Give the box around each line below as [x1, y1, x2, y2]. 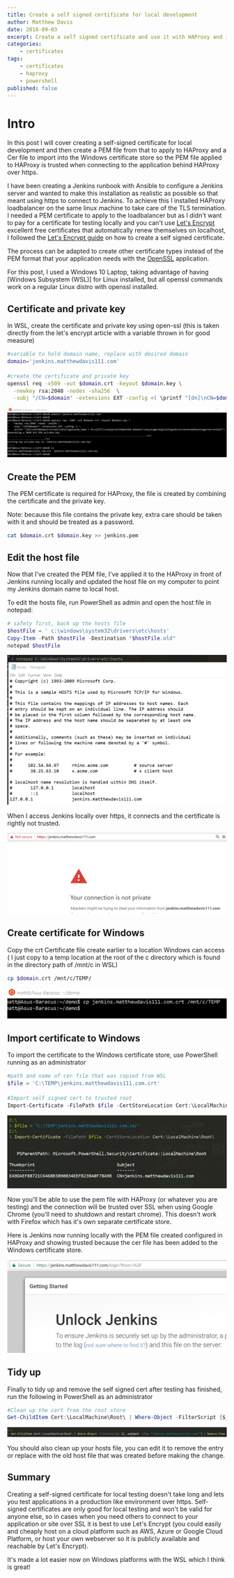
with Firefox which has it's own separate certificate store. [7, 1218, 172, 1226]
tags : [7, 56, 23, 63]
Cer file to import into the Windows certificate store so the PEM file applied [7, 153, 222, 162]
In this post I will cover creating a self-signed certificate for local [7, 139, 192, 147]
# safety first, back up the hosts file [7, 620, 127, 627]
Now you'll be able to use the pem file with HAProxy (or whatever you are [7, 1196, 218, 1204]
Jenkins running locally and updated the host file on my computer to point [7, 577, 219, 585]
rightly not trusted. [7, 819, 61, 827]
